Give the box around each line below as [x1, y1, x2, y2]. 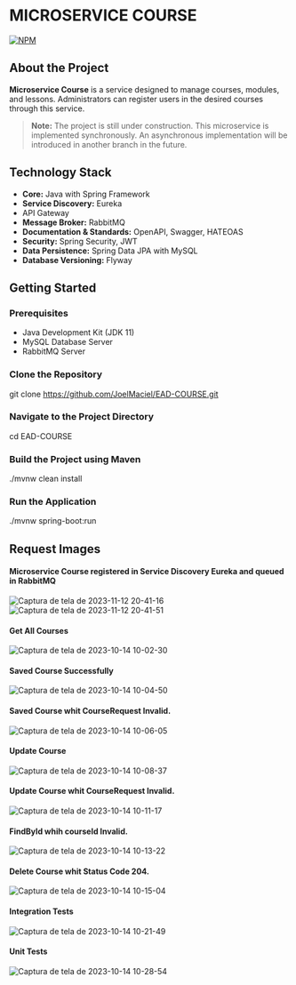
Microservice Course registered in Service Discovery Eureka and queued [9, 566, 284, 577]
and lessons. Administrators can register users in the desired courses [9, 93, 264, 104]
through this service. [9, 103, 85, 114]
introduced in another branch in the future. [30, 139, 188, 149]
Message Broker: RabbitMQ [21, 217, 126, 228]
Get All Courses [9, 625, 69, 636]
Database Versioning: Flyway [21, 254, 133, 265]
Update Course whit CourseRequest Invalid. [9, 786, 175, 797]
